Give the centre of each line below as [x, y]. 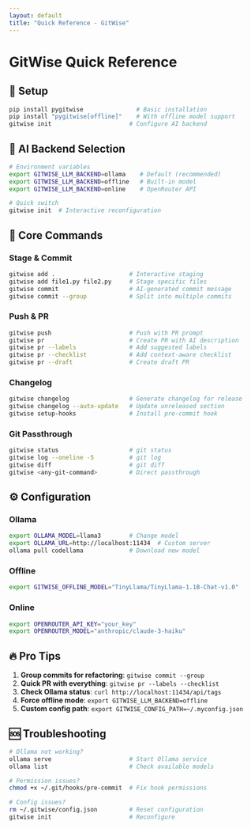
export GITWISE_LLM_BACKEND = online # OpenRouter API [103, 189]
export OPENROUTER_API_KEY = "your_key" [73, 624]
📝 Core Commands [56, 235]
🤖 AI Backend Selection [67, 148]
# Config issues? [37, 803]
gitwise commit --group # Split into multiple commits [120, 296]
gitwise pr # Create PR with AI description [124, 340]
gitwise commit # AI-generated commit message [120, 289]
